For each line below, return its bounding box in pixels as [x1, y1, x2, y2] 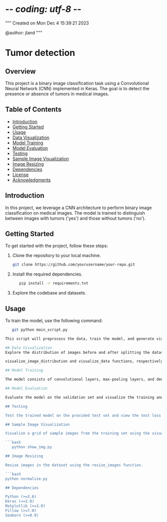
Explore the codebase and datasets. [12, 290, 86, 296]
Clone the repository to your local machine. [12, 253, 101, 259]
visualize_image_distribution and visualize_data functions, [5, 359, 135, 364]
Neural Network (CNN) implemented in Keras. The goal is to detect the [5, 85, 150, 91]
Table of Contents [5, 105, 62, 114]
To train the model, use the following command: [5, 317, 103, 323]
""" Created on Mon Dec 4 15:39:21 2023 [5, 20, 89, 26]
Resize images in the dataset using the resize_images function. [5, 463, 143, 468]
